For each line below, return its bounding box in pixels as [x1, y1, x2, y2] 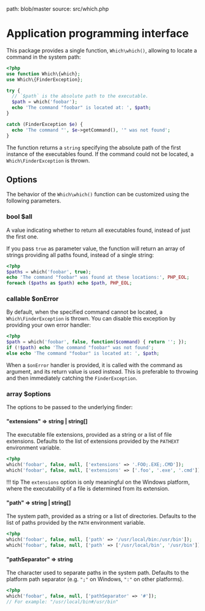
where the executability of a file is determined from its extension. [6, 485, 170, 492]
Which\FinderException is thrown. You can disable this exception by [6, 315, 176, 322]
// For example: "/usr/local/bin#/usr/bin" [6, 599, 119, 605]
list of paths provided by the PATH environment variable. [6, 519, 145, 527]
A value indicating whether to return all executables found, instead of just [6, 226, 190, 234]
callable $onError [6, 295, 59, 303]
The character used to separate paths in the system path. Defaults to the [6, 569, 189, 577]
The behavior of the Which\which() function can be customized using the [6, 191, 189, 198]
